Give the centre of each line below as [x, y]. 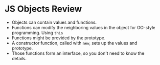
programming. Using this [37, 32]
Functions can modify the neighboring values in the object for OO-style [83, 27]
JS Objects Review [43, 9]
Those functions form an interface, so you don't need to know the [78, 53]
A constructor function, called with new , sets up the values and [74, 43]
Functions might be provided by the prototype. [58, 38]
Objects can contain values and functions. [54, 22]
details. [19, 58]
